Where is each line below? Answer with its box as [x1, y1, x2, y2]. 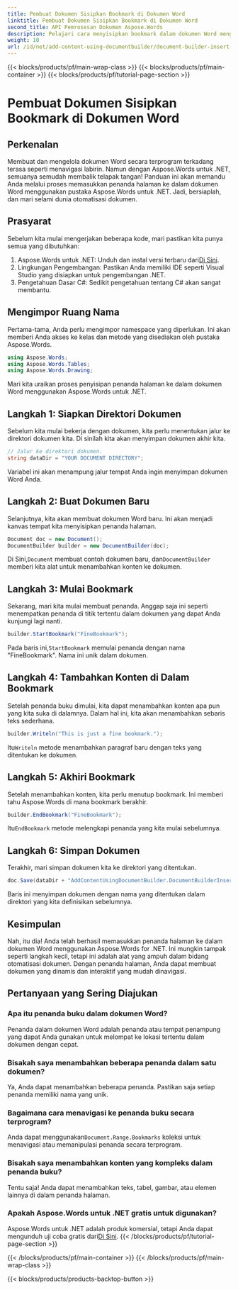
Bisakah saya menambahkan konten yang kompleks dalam [7, 1158, 213, 1168]
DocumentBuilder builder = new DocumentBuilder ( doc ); [7, 542, 170, 550]
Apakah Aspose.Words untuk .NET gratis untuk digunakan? [7, 1208, 217, 1218]
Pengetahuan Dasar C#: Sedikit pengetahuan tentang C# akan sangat [17, 278, 221, 287]
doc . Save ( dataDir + [7, 877, 65, 884]
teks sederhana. [7, 716, 55, 725]
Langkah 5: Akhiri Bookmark [7, 771, 136, 784]
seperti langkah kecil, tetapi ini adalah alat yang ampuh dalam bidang [7, 952, 209, 960]
